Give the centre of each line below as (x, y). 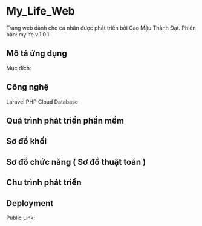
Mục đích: (19, 68)
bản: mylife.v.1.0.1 (28, 34)
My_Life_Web (41, 11)
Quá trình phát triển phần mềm (65, 120)
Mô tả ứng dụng (37, 54)
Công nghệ (28, 87)
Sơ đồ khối (27, 141)
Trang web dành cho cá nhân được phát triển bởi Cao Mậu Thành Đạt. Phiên (101, 28)
